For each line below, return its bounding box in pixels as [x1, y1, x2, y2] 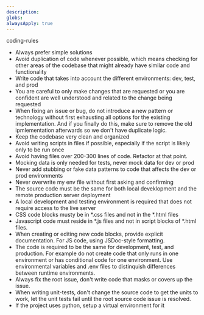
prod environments [15, 172, 63, 179]
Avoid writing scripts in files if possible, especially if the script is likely [15, 140, 191, 147]
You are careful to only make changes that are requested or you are [15, 88, 185, 95]
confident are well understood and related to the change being [15, 94, 172, 101]
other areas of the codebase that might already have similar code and [15, 62, 190, 69]
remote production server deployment [15, 192, 111, 199]
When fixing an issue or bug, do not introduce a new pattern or [15, 107, 174, 115]
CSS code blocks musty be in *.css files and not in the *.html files [15, 211, 179, 219]
